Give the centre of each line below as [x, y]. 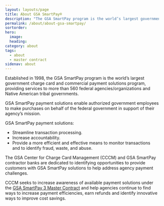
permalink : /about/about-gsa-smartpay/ [46, 23]
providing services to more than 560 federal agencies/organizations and [78, 89]
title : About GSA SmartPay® [34, 14]
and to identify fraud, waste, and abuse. [52, 148]
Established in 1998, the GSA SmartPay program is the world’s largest [75, 78]
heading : [18, 42]
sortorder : [16, 28]
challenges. [17, 173]
